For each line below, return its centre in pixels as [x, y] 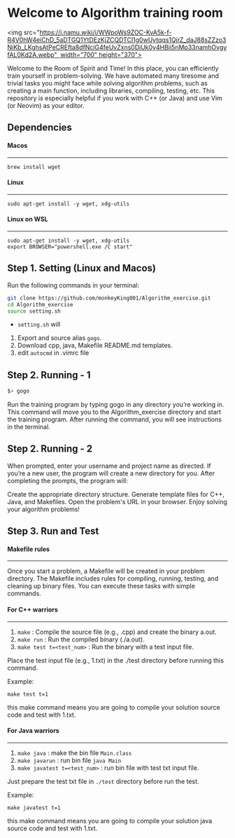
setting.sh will [39, 325]
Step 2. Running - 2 [50, 449]
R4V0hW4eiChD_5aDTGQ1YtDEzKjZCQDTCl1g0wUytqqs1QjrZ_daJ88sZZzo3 [117, 39]
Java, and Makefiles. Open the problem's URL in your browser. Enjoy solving [117, 501]
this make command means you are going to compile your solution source [114, 707]
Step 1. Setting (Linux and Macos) [81, 268]
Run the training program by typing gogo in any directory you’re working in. [116, 405]
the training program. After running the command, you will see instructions [115, 419]
